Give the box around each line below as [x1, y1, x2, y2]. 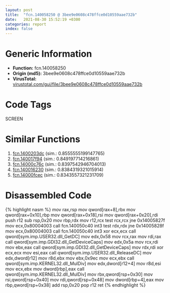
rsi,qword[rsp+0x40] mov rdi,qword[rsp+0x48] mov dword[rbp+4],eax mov [5, 276, 164, 282]
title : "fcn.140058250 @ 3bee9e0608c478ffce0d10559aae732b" [5, 12, 138, 17]
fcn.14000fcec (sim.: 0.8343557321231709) [12, 172, 104, 178]
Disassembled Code [5, 190, 92, 201]
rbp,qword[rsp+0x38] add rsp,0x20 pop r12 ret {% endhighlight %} [5, 282, 146, 288]
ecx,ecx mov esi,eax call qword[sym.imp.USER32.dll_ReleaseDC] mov [5, 249, 152, 255]
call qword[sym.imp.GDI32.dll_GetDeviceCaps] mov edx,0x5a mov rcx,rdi [5, 239, 158, 245]
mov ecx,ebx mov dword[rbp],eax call [5, 266, 85, 272]
